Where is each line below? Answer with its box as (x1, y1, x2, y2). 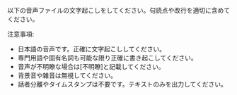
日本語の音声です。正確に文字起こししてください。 (17, 45, 166, 53)
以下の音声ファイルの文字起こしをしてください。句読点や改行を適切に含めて (7, 6, 231, 14)
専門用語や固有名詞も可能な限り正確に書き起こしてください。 (17, 53, 197, 62)
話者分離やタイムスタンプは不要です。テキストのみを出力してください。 (17, 80, 228, 88)
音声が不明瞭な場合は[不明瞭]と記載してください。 (17, 63, 165, 70)
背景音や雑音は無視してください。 (17, 71, 117, 80)
